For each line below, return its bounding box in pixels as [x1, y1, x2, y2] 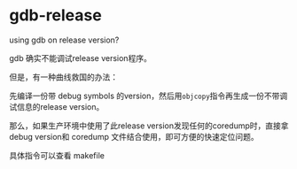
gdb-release [9, 5, 102, 26]
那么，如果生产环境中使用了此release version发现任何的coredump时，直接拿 [9, 120, 289, 131]
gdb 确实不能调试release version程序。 [9, 52, 152, 63]
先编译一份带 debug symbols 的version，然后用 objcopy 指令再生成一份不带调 [9, 90, 288, 101]
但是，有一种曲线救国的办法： [9, 72, 118, 82]
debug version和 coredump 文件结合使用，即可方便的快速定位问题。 [9, 131, 259, 142]
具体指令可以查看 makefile [9, 150, 105, 160]
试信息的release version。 [9, 101, 105, 111]
